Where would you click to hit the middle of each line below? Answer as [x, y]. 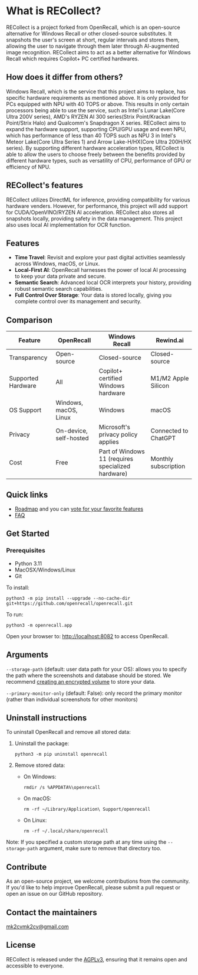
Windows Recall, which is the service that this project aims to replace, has [96, 91]
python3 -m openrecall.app [39, 625]
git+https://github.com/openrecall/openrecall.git [70, 603]
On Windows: [40, 777]
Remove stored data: [40, 765]
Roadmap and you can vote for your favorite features [79, 509]
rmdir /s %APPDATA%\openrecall [62, 788]
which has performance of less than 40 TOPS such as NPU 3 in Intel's [91, 135]
